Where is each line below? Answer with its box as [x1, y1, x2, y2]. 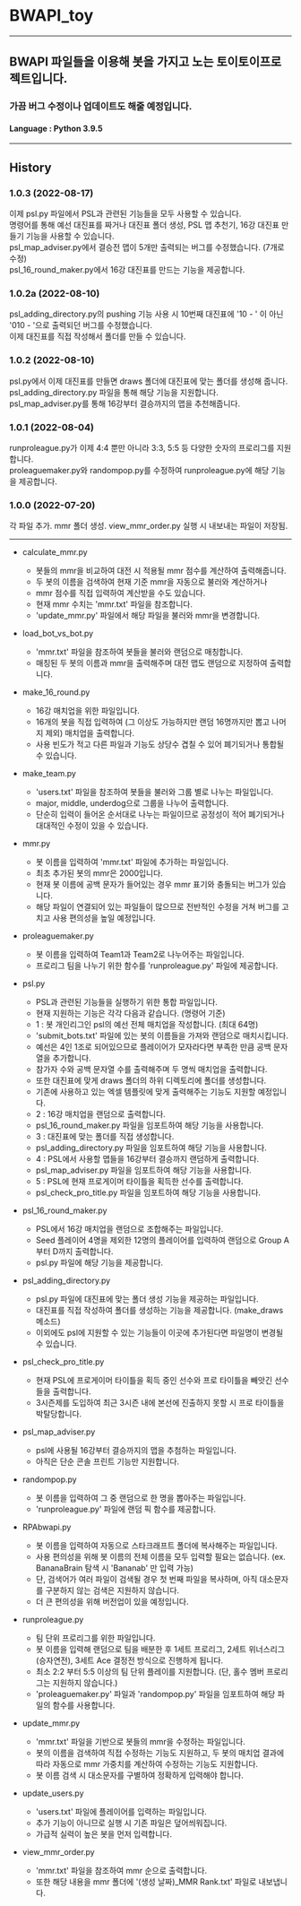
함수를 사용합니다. [52, 1700, 116, 1711]
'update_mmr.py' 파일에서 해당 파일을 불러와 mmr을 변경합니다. [35, 611, 261, 621]
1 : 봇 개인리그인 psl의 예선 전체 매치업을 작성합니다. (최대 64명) [35, 1019, 259, 1030]
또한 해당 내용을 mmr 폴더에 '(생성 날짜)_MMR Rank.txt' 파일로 [35, 1876, 257, 1887]
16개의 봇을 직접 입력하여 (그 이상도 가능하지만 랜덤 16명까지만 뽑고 [35, 716, 271, 727]
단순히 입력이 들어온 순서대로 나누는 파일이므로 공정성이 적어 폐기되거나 [35, 809, 285, 820]
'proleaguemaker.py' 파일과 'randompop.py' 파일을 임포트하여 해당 [35, 1689, 276, 1700]
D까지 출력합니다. [52, 1246, 114, 1257]
